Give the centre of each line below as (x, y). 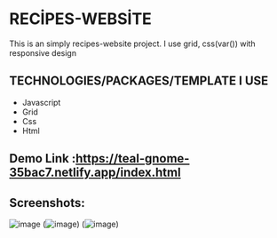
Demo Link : (43, 159)
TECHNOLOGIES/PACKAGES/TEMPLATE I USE (139, 81)
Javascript (41, 102)
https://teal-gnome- (132, 159)
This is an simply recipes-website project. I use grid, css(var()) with (132, 44)
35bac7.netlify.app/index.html (95, 173)
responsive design (43, 52)
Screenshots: (47, 203)
